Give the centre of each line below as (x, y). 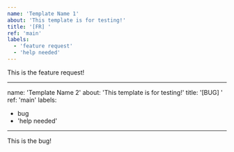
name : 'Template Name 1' (43, 14)
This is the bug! (30, 141)
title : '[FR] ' (29, 26)
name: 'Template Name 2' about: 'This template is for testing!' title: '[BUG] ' (115, 92)
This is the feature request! (46, 72)
